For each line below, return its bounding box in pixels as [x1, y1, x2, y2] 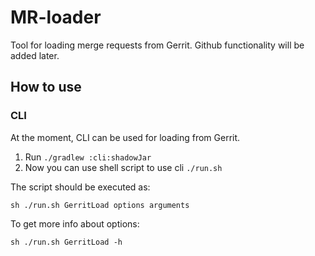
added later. [10, 49, 60, 61]
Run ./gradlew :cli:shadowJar [24, 151, 152, 163]
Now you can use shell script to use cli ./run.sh [24, 161, 223, 173]
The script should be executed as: [10, 181, 151, 193]
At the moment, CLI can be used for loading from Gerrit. [10, 131, 241, 143]
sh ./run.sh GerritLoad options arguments [10, 200, 190, 210]
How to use [10, 79, 82, 96]
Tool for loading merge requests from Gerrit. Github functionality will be [10, 39, 305, 51]
